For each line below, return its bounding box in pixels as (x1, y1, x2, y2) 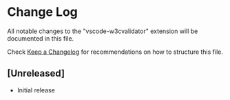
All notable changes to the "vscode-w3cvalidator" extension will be (7, 27, 198, 35)
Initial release (17, 86, 55, 94)
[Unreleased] (7, 68, 65, 79)
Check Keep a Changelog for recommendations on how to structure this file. (7, 48, 224, 56)
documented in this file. (7, 34, 74, 42)
